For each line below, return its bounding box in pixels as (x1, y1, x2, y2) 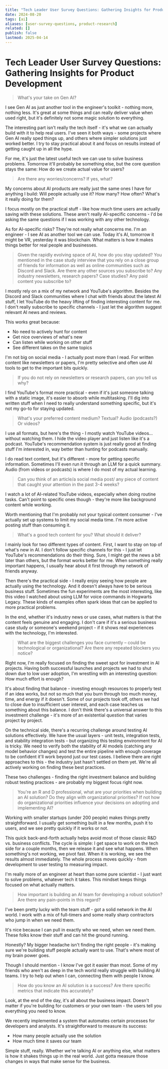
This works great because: (5, 318, 60, 325)
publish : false (5, 30, 37, 35)
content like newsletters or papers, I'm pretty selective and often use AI (5, 359, 152, 365)
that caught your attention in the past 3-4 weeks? (17, 481, 119, 487)
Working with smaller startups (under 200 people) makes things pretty (5, 814, 150, 820)
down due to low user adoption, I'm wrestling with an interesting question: (5, 670, 157, 676)
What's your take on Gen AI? (17, 94, 76, 100)
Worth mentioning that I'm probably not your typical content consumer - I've (5, 511, 162, 517)
